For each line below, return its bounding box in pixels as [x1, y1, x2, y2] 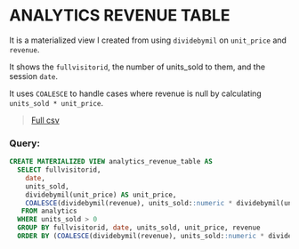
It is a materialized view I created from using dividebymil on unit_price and [9, 35, 287, 45]
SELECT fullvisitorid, [17, 165, 101, 174]
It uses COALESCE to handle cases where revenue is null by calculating [9, 88, 263, 99]
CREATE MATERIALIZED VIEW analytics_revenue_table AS [9, 157, 214, 166]
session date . [9, 70, 59, 81]
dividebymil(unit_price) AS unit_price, [25, 190, 177, 199]
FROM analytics [20, 206, 77, 216]
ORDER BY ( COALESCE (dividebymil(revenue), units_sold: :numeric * [17, 232, 265, 241]
